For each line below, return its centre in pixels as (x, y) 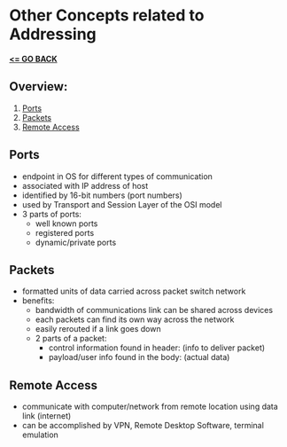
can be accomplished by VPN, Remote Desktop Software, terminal (143, 426)
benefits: (38, 301)
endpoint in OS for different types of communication (117, 176)
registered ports (65, 232)
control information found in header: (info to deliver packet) (157, 348)
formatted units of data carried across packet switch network (134, 291)
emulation (40, 435)
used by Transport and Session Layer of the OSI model (122, 204)
